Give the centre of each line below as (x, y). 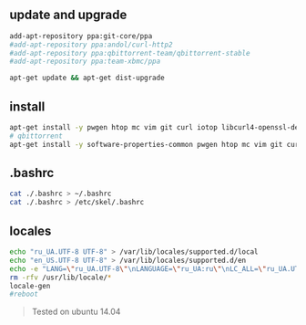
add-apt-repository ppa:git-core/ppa (81, 36)
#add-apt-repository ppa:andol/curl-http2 (91, 45)
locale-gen (30, 286)
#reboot (24, 294)
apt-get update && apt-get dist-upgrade (87, 78)
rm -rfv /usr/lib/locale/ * (61, 278)
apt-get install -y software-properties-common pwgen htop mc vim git (146, 144)
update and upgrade (68, 15)
